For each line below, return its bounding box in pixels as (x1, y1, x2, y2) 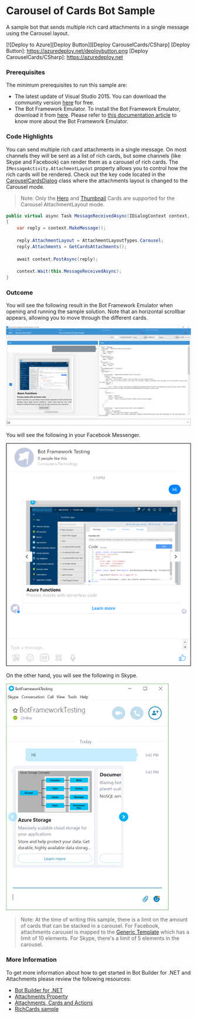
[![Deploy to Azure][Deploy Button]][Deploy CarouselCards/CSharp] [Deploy (6, 41, 191, 48)
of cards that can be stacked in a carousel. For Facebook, (20, 922, 160, 929)
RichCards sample (14, 1005, 59, 1012)
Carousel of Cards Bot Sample (6, 4, 155, 18)
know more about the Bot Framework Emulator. (14, 118, 129, 125)
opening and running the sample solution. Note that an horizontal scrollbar (6, 308, 186, 315)
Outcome (6, 289, 33, 297)
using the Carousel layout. (6, 29, 69, 36)
